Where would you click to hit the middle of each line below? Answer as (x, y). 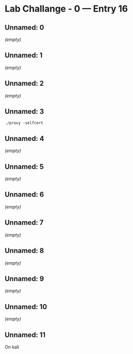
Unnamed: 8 (24, 251)
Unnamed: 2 (24, 84)
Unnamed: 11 (25, 335)
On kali (12, 347)
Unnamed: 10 (26, 307)
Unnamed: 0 (24, 28)
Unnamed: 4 (24, 139)
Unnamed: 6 (24, 195)
